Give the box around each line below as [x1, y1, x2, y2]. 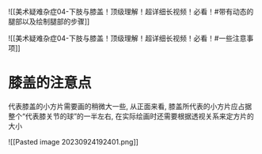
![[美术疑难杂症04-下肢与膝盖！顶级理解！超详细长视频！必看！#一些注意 [8, 34, 247, 43]
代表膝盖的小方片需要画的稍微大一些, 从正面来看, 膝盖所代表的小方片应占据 [8, 101, 252, 111]
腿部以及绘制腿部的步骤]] [8, 17, 90, 26]
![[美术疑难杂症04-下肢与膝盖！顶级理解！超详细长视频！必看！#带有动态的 [8, 7, 254, 16]
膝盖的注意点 [8, 74, 93, 92]
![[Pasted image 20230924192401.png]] [8, 137, 139, 146]
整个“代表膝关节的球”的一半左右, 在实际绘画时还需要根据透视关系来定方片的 [8, 111, 255, 121]
